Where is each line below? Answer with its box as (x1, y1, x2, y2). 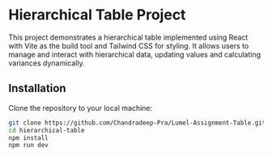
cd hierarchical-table (8, 126, 85, 134)
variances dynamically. (8, 58, 85, 68)
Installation (8, 82, 66, 95)
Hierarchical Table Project (8, 6, 186, 24)
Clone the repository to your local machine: (8, 103, 153, 112)
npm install (8, 133, 49, 142)
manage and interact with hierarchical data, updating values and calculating (8, 49, 261, 59)
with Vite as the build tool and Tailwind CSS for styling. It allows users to (8, 40, 249, 50)
